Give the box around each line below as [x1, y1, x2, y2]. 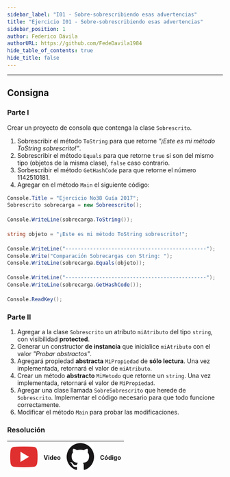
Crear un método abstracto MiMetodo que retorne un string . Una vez [16, 371, 211, 380]
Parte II [7, 312, 31, 322]
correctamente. [16, 400, 61, 408]
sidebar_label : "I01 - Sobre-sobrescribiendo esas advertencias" [7, 11, 197, 18]
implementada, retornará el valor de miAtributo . [16, 364, 153, 372]
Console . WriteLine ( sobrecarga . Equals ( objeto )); [7, 259, 146, 267]
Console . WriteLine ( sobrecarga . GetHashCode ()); [7, 281, 142, 288]
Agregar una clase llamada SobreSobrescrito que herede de [16, 386, 186, 394]
